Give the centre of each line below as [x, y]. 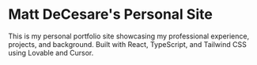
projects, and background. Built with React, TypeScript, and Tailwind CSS [127, 44]
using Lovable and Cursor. [51, 52]
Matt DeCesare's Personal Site [111, 14]
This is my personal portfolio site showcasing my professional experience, [129, 36]
